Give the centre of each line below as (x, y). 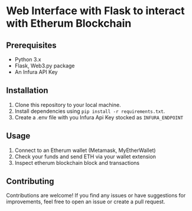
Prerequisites (31, 45)
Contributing (30, 181)
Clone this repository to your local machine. (68, 105)
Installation (27, 91)
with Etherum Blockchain (69, 23)
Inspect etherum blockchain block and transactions (77, 163)
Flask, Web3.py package (45, 66)
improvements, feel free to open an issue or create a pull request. (86, 202)
